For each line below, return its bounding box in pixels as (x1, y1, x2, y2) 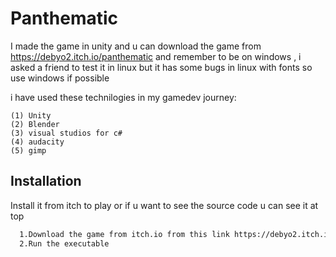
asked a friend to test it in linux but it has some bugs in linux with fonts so (10, 61, 313, 73)
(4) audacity (10, 137, 65, 147)
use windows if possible (10, 72, 110, 84)
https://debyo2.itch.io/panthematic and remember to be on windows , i (10, 50, 302, 62)
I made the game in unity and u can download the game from (10, 40, 262, 52)
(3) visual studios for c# (10, 128, 123, 138)
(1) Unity (10, 110, 52, 121)
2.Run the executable (19, 238, 110, 249)
